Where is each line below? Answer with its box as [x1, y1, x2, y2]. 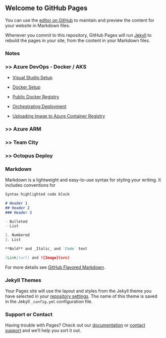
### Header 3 [5, 210, 32, 215]
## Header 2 [5, 205, 30, 211]
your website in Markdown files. [5, 22, 70, 28]
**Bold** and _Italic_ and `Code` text [5, 246, 88, 251]
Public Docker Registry [12, 94, 59, 100]
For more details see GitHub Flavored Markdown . [5, 264, 106, 270]
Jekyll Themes [5, 276, 42, 283]
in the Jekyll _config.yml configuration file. [5, 299, 93, 305]
